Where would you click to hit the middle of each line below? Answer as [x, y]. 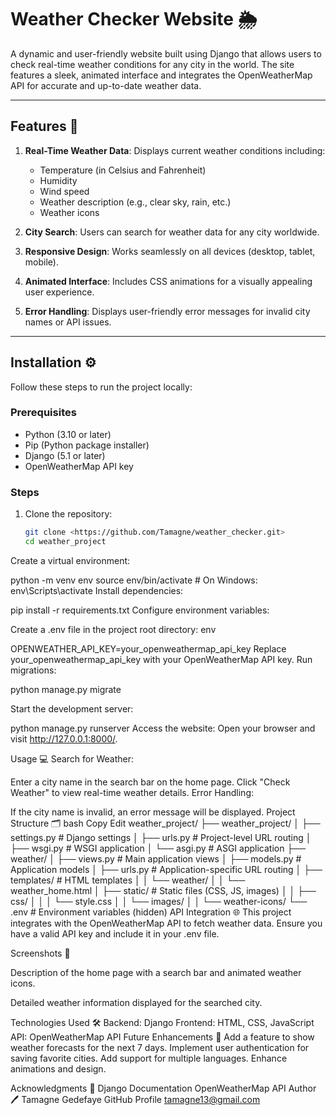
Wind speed [64, 191]
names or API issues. [68, 322]
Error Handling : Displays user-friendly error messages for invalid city [167, 311]
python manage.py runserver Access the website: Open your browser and [163, 728]
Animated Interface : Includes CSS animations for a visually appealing [168, 281]
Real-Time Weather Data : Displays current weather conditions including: [175, 150]
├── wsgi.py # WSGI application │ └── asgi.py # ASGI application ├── [158, 848]
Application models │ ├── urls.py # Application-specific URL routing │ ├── [166, 869]
